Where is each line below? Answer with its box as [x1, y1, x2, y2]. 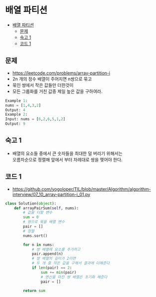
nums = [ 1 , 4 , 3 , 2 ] [5, 103, 41, 108]
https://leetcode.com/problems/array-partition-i [12, 70, 110, 76]
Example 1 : [5, 98, 28, 103]
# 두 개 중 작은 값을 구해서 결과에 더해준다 [31, 261, 110, 266]
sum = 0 [23, 215, 39, 220]
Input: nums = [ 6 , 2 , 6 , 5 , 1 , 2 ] [5, 117, 66, 122]
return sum [23, 289, 46, 294]
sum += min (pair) [40, 270, 77, 275]
